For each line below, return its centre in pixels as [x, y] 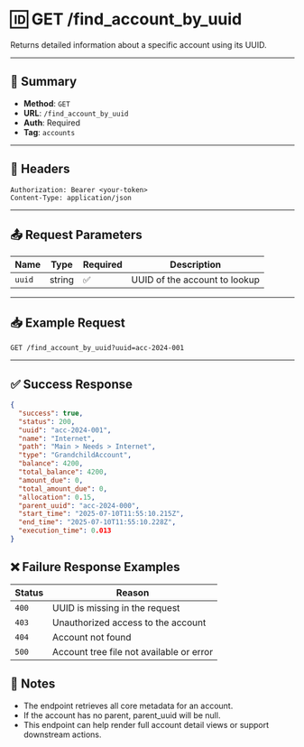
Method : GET [46, 103]
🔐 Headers [40, 169]
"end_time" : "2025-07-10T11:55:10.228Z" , [97, 522]
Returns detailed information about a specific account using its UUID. [138, 44]
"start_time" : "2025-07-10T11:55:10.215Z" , [101, 514]
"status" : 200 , [47, 421]
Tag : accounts [49, 132]
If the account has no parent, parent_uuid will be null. [122, 715]
